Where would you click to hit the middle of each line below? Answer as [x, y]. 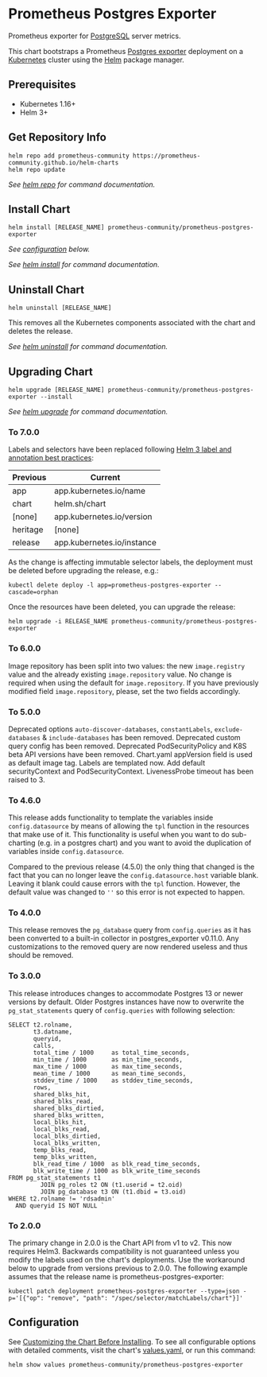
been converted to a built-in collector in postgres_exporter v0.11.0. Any [124, 938]
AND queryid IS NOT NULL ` [60, 1205]
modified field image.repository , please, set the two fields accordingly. [124, 691]
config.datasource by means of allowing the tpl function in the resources [129, 826]
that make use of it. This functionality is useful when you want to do [119, 835]
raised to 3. [27, 779]
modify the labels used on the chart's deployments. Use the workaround [127, 1260]
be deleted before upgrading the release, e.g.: [83, 571]
